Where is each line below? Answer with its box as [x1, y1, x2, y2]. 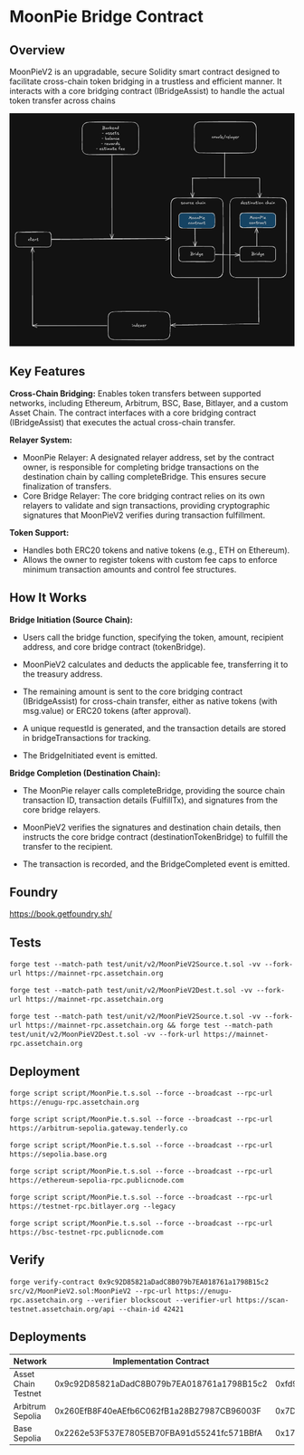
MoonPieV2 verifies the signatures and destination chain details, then [22, 822, 281, 832]
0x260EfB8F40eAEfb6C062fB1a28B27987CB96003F [53, 1405, 262, 1417]
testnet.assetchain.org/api [9, 1305, 116, 1314]
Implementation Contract [112, 1355, 210, 1367]
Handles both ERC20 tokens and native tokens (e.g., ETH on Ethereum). [22, 545, 290, 556]
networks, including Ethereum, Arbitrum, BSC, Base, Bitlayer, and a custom [9, 397, 289, 408]
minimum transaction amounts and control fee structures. [22, 564, 237, 575]
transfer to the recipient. [22, 841, 113, 851]
